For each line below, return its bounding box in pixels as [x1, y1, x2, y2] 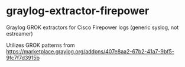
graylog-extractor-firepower [6, 4, 150, 18]
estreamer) [6, 30, 34, 37]
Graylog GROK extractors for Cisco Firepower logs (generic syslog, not [6, 24, 179, 31]
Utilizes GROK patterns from [6, 42, 75, 49]
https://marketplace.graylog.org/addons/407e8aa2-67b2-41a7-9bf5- [6, 47, 174, 55]
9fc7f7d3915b [6, 54, 40, 61]
